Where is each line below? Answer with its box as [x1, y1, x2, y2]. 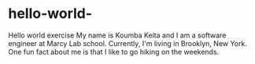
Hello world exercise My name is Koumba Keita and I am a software [8, 30, 227, 40]
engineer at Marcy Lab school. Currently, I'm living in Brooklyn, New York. [8, 38, 248, 48]
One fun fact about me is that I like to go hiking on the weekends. [8, 47, 220, 56]
